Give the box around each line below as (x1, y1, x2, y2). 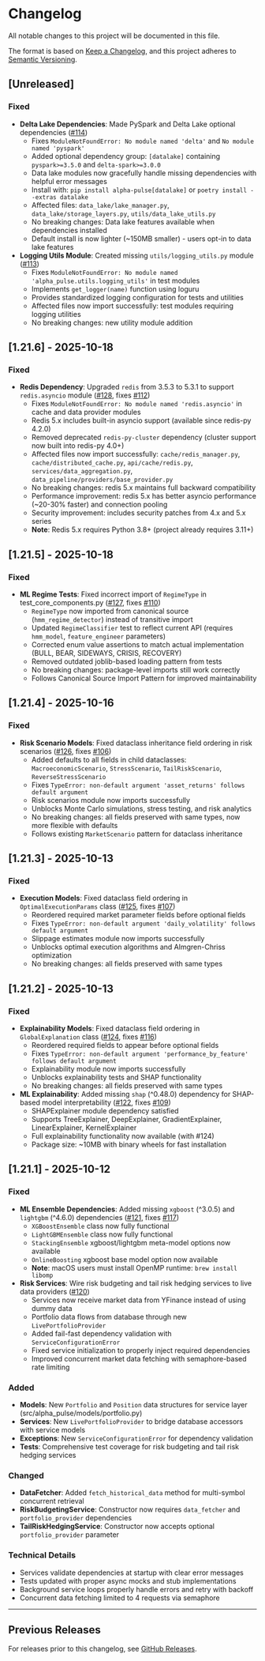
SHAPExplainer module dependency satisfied (31, 1106, 179, 1116)
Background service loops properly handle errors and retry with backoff (19, 1584, 254, 1594)
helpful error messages (31, 176, 108, 186)
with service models (19, 1426, 86, 1435)
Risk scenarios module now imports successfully (31, 795, 191, 804)
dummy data (31, 1303, 73, 1313)
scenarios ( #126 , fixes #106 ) (19, 746, 112, 755)
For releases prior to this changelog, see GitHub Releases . (8, 1644, 197, 1654)
